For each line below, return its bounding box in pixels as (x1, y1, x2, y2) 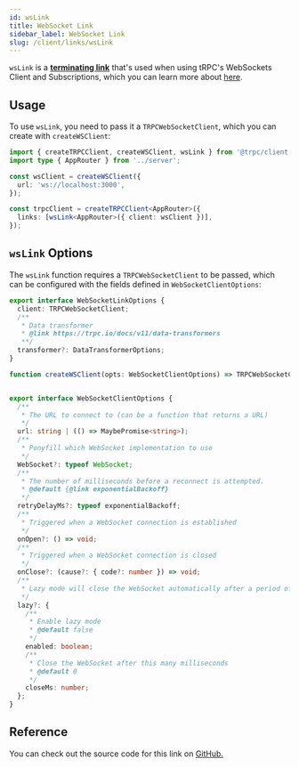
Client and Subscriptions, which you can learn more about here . (9, 72, 243, 83)
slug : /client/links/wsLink (9, 37, 114, 47)
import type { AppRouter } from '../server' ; (9, 156, 181, 165)
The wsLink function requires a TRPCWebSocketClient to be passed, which (9, 269, 276, 280)
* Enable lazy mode (28, 618, 101, 626)
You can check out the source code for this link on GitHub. (9, 748, 224, 759)
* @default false (28, 626, 93, 634)
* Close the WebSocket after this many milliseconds (28, 658, 229, 667)
